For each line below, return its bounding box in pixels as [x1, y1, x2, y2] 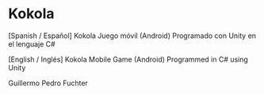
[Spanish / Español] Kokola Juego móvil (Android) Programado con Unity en [8, 31, 256, 40]
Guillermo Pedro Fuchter [8, 78, 89, 88]
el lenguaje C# [8, 39, 55, 48]
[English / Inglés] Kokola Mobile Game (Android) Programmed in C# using [8, 55, 248, 64]
